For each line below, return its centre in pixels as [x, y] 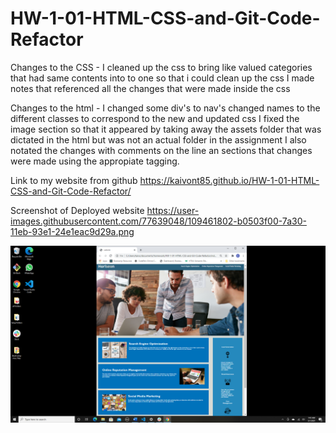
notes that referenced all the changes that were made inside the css [150, 88]
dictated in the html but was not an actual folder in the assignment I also [158, 139]
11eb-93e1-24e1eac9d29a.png [72, 231]
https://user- [173, 210]
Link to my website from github [74, 180]
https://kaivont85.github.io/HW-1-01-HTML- [229, 180]
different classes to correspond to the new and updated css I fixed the [155, 118]
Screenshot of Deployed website [77, 210]
